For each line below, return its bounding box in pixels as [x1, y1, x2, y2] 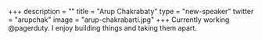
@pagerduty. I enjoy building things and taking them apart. [8, 24, 197, 32]
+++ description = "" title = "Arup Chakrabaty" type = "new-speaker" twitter [8, 7, 254, 16]
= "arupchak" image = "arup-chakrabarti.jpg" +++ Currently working [8, 15, 230, 24]
